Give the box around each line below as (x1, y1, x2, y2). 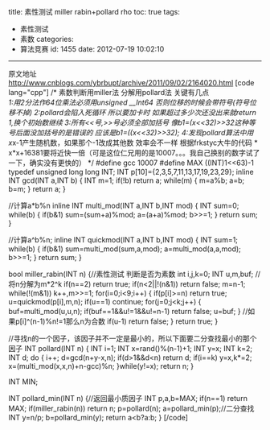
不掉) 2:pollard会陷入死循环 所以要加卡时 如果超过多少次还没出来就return (14, 108, 257, 117)
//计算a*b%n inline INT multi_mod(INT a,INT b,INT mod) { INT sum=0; (8, 201, 239, 210)
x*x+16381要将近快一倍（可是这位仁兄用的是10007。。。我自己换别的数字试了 (8, 148, 260, 157)
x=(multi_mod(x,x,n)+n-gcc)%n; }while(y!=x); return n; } (8, 362, 194, 370)
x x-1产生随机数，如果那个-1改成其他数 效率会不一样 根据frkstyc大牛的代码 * (8, 138, 259, 147)
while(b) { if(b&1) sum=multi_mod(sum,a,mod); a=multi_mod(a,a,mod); (8, 244, 241, 254)
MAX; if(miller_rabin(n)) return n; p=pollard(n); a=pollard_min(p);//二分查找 (8, 403, 255, 413)
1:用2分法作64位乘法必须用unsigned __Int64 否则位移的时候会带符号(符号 (8, 97, 250, 107)
